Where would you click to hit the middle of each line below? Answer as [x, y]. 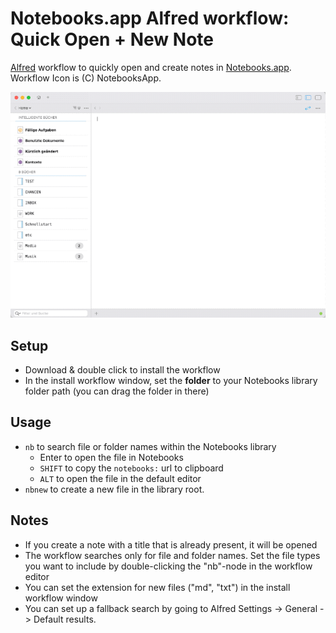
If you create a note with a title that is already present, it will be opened [171, 544]
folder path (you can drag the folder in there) [117, 391]
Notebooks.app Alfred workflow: [150, 18]
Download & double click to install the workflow [122, 369]
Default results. [65, 619]
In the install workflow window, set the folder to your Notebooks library [171, 380]
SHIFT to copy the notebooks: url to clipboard [131, 468]
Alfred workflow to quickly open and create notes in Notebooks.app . [151, 67]
